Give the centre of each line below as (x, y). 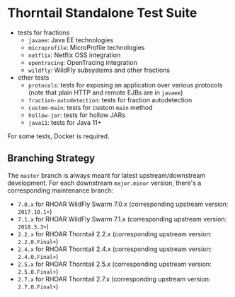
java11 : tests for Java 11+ (65, 122)
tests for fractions (44, 32)
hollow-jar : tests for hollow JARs (77, 115)
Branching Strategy (51, 158)
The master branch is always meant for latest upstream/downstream (107, 175)
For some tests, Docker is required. (58, 136)
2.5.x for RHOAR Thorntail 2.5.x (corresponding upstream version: (114, 264)
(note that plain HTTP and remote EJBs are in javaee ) (105, 92)
